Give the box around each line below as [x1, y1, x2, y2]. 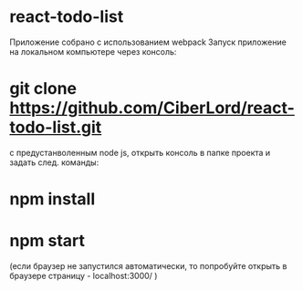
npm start [9, 231, 85, 252]
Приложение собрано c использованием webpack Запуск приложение [9, 36, 287, 47]
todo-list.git [9, 117, 102, 138]
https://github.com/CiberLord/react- [9, 98, 295, 119]
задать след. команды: [9, 157, 99, 168]
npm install [9, 189, 96, 210]
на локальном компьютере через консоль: [9, 46, 177, 57]
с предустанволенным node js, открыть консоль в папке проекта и [9, 147, 271, 158]
